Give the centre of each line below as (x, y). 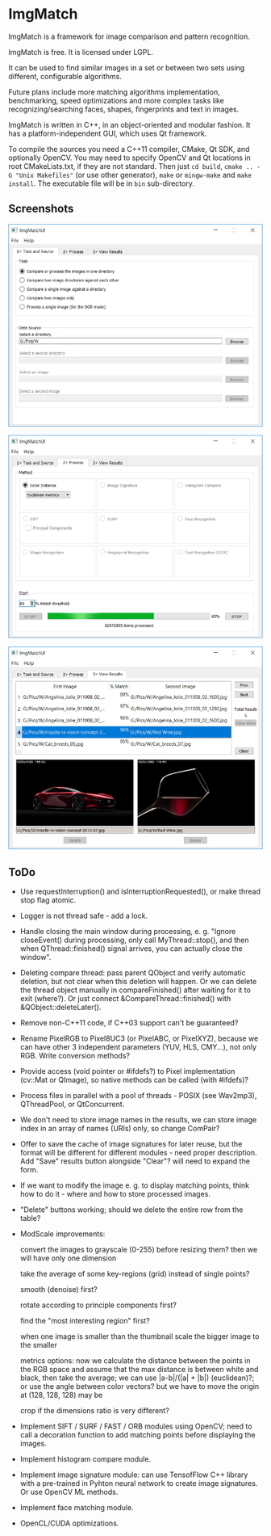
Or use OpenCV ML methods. (69, 1492)
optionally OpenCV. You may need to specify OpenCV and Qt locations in (130, 158)
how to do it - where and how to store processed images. (115, 1194)
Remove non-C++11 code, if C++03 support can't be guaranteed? (129, 1023)
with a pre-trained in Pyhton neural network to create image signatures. (139, 1483)
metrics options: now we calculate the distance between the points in (135, 1361)
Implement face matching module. (77, 1508)
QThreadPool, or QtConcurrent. (72, 1105)
